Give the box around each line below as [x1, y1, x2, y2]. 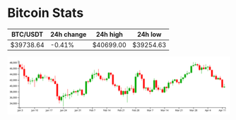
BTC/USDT [11, 30, 44, 39]
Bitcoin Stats [7, 5, 84, 21]
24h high [95, 30, 124, 39]
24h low [136, 30, 162, 39]
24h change [50, 30, 87, 39]
